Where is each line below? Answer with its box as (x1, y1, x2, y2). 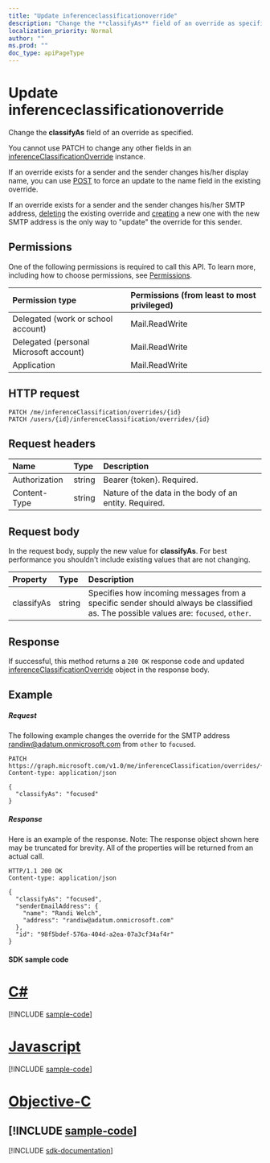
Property (12, 574, 47, 585)
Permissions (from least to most (130, 289, 256, 300)
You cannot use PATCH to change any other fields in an (8, 142, 191, 153)
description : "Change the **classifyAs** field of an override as (8, 19, 235, 27)
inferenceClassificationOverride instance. (8, 151, 146, 161)
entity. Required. (103, 497, 166, 509)
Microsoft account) (12, 346, 85, 357)
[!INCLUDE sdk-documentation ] (8, 1145, 114, 1155)
